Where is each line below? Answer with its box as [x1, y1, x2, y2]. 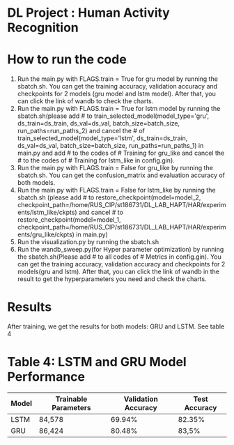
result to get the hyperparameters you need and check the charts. [17, 275, 207, 283]
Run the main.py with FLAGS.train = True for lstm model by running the [17, 105, 221, 113]
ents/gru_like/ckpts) [17, 230, 75, 239]
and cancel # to [79, 208, 124, 217]
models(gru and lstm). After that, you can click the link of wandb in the [17, 267, 220, 276]
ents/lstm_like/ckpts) [17, 208, 78, 217]
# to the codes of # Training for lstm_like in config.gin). [17, 156, 175, 165]
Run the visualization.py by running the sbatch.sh [17, 238, 159, 246]
